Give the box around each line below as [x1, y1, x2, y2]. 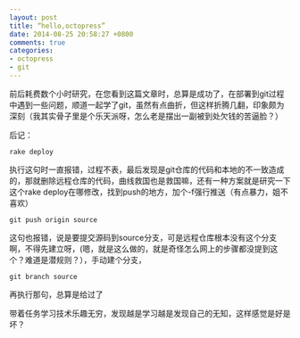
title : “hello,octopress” [9, 21, 105, 30]
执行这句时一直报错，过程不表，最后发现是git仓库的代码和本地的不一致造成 [9, 164, 285, 175]
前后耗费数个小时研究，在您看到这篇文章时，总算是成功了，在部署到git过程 [9, 88, 285, 99]
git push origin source [9, 215, 98, 224]
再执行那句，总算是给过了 [9, 289, 104, 300]
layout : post [9, 12, 58, 22]
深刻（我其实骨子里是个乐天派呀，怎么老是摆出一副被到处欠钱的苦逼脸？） [9, 111, 283, 121]
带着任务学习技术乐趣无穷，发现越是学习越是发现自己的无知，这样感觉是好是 [9, 308, 291, 318]
